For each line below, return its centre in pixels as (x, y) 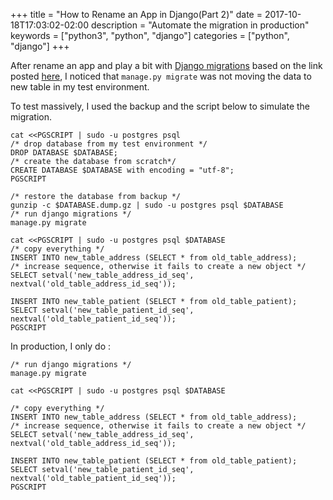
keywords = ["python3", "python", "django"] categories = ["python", (150, 35)
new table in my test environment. (80, 87)
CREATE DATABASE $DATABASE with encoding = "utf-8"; (122, 170)
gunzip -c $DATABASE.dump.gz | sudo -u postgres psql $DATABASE (147, 205)
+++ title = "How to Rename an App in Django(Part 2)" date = (136, 14)
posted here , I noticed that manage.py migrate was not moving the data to (161, 76)
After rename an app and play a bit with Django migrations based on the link (166, 65)
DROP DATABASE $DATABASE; (64, 153)
